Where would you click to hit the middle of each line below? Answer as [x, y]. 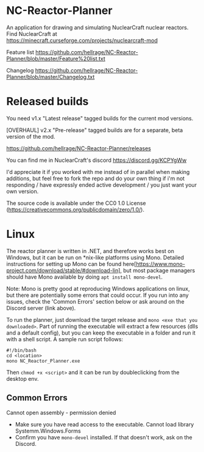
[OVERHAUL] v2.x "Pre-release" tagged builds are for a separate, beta [95, 130]
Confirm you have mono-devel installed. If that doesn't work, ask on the [104, 437]
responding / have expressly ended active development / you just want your [101, 185]
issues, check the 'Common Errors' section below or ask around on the [95, 301]
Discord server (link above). [41, 308]
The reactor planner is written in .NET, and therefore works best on [90, 251]
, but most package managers [158, 270]
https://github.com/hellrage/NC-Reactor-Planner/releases [79, 148]
